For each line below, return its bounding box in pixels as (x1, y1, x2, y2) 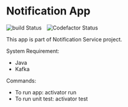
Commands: (6, 77, 37, 84)
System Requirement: (6, 47, 59, 55)
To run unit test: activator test (14, 95, 88, 102)
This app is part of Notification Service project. (6, 35, 122, 43)
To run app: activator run (14, 88, 77, 96)
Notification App (6, 4, 91, 18)
